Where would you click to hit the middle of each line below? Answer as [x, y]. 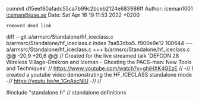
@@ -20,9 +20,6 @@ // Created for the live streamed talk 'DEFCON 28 [93, 56]
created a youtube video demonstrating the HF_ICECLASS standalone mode [99, 75]
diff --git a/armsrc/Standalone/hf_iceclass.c [60, 37]
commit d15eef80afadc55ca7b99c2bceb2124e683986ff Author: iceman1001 [99, 9]
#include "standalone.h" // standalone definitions [66, 92]
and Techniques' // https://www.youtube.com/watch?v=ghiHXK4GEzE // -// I [100, 68]
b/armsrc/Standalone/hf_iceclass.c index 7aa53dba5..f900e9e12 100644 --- [99, 43]
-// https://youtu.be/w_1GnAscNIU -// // [54, 81]
